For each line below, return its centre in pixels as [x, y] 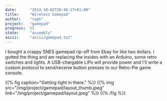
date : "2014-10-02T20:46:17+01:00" [48, 10]
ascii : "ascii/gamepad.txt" [39, 38]
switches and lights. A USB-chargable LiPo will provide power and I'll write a [84, 62]
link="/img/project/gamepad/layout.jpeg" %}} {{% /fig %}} [65, 93]
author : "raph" [24, 19]
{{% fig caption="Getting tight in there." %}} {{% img [59, 82]
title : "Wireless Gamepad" [38, 14]
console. [14, 73]
